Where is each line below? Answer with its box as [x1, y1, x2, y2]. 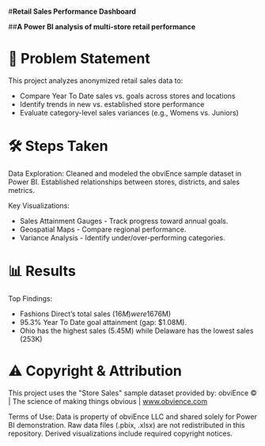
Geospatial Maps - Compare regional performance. [19, 225, 187, 234]
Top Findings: [8, 293, 53, 303]
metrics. [8, 185, 36, 195]
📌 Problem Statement [8, 50, 150, 68]
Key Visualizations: [8, 201, 70, 210]
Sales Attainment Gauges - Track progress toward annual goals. [19, 216, 229, 225]
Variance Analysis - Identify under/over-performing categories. [19, 232, 225, 242]
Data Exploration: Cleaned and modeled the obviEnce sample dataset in [8, 168, 242, 178]
